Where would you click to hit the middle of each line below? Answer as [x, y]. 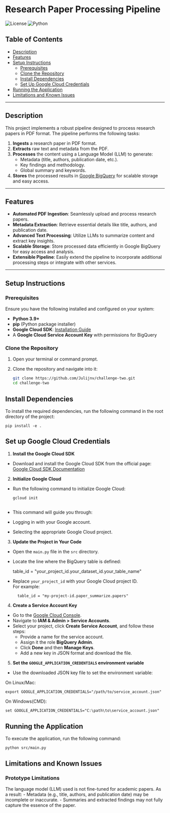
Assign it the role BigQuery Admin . [57, 642]
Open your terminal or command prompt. [55, 359]
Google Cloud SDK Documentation [49, 469]
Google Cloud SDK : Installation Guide [52, 329]
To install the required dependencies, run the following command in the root [84, 411]
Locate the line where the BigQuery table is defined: [67, 562]
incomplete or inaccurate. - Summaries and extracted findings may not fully [84, 800]
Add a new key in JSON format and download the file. [76, 653]
